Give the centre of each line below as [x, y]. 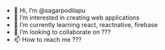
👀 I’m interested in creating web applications [76, 18]
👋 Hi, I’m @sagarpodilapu [49, 10]
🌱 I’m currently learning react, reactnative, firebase [86, 25]
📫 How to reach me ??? [47, 40]
